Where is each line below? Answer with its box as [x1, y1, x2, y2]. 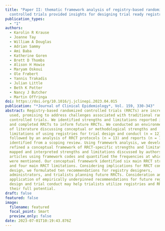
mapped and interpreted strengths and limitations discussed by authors [9, 150, 162, 154]
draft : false [5, 191, 32, 195]
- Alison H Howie [9, 62, 45, 67]
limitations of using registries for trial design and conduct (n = [9, 131, 153, 136]
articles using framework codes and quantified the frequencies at [9, 154, 151, 159]
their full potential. [9, 186, 56, 191]
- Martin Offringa [9, 94, 48, 99]
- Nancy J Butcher [9, 90, 48, 95]
